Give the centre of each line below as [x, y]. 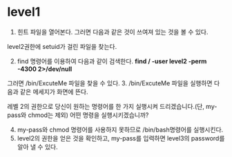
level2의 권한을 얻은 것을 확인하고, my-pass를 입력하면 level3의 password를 [121, 138]
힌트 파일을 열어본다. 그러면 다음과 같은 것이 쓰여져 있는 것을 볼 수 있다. [113, 32]
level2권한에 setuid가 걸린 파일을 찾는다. [62, 46]
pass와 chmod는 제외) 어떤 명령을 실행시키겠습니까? [78, 115]
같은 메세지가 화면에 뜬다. [54, 92]
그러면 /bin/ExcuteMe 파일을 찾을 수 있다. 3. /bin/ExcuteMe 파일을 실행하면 [110, 83]
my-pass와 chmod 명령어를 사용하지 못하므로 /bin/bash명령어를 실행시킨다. [120, 129]
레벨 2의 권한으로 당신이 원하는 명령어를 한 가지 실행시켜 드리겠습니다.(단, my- [112, 106]
